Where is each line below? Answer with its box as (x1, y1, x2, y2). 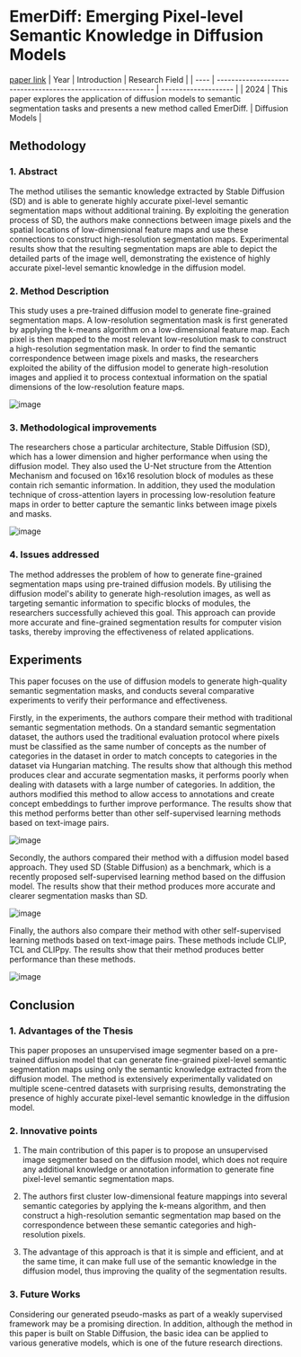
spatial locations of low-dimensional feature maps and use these (9, 224, 249, 235)
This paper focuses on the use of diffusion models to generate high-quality (9, 676, 288, 687)
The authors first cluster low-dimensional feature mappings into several (22, 1191, 288, 1202)
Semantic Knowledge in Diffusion (9, 25, 264, 46)
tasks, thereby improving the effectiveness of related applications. (9, 626, 254, 637)
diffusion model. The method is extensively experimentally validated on (9, 1074, 273, 1085)
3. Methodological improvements (9, 421, 157, 433)
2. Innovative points (9, 1124, 98, 1137)
